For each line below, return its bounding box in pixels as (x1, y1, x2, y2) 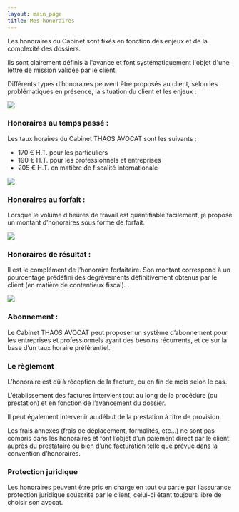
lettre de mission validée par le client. (7, 66, 118, 74)
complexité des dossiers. (7, 44, 81, 53)
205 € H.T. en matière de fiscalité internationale (17, 163, 158, 172)
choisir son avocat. (7, 498, 63, 507)
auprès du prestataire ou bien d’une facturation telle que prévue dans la (7, 441, 218, 450)
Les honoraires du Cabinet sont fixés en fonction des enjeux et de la (7, 36, 208, 45)
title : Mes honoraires (7, 17, 75, 24)
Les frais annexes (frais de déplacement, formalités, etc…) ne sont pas (7, 426, 215, 435)
